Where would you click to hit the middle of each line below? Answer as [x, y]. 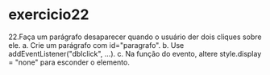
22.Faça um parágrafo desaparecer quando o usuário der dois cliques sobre [135, 37]
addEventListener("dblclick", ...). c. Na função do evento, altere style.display [135, 53]
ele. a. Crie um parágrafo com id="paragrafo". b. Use [96, 45]
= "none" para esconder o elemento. [69, 62]
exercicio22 [49, 15]
